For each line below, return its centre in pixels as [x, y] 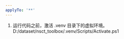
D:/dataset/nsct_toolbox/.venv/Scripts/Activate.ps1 [66, 31]
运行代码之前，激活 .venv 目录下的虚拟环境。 [60, 25]
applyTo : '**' [20, 10]
